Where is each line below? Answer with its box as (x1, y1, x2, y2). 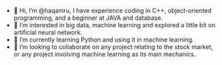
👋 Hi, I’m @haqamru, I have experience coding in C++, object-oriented (13, 7, 212, 14)
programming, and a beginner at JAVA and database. (13, 14, 163, 22)
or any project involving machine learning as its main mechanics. (13, 50, 196, 58)
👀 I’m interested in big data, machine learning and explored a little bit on (13, 21, 216, 29)
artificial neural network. (13, 28, 83, 36)
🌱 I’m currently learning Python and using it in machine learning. (13, 36, 195, 44)
